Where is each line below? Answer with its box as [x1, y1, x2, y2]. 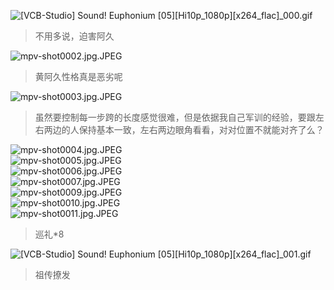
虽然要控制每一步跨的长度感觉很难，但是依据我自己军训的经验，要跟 [34, 111, 316, 123]
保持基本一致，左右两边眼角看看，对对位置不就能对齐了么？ [78, 124, 325, 135]
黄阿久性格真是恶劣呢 [34, 71, 123, 82]
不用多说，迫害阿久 [34, 30, 115, 42]
